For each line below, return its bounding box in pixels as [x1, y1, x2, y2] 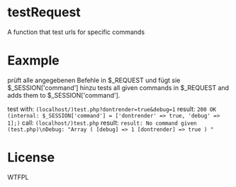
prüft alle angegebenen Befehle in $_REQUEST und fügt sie [7, 76, 181, 84]
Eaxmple [7, 52, 60, 69]
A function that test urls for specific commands [7, 28, 145, 36]
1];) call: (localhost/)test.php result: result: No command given [7, 118, 197, 127]
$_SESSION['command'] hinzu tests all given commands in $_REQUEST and [7, 83, 229, 92]
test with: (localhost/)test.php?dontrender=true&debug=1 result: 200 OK [7, 104, 217, 113]
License [7, 149, 55, 166]
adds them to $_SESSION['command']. [7, 91, 120, 99]
